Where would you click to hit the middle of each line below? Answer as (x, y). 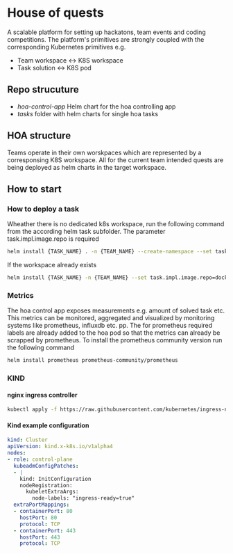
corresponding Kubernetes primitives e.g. (67, 47)
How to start (34, 189)
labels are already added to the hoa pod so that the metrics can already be (114, 333)
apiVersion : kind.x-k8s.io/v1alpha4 (60, 447)
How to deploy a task (43, 209)
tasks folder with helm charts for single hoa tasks (87, 113)
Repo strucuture (43, 89)
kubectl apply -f (32, 410)
